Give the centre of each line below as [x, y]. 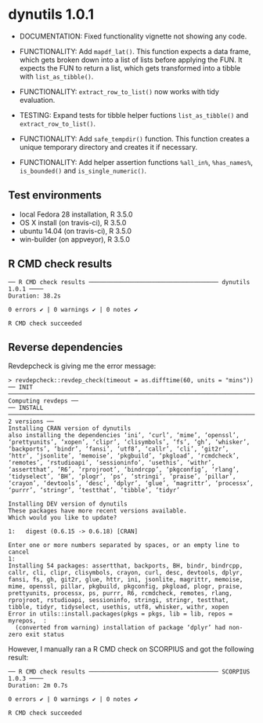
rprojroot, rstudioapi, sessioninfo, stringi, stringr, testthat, [119, 601]
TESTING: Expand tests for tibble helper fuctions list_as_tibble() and [134, 115]
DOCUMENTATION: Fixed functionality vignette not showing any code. [133, 36]
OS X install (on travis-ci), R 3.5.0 [73, 222]
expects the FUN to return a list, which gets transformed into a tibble [130, 68]
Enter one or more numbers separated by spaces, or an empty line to [124, 546]
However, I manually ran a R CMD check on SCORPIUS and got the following [131, 649]
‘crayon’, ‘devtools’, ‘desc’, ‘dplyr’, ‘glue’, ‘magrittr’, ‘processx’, [131, 484]
